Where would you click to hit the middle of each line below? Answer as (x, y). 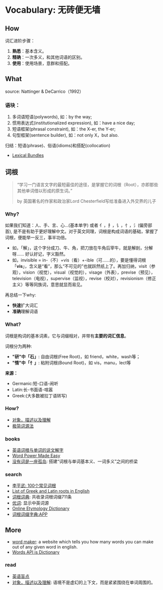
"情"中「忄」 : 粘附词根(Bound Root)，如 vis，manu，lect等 (72, 363)
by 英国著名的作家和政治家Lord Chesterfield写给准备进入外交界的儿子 (87, 201)
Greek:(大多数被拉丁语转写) (39, 395)
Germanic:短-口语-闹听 (35, 383)
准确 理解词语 (25, 311)
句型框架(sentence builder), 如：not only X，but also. (65, 135)
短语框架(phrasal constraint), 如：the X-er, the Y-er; (64, 129)
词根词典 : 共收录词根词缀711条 (42, 497)
